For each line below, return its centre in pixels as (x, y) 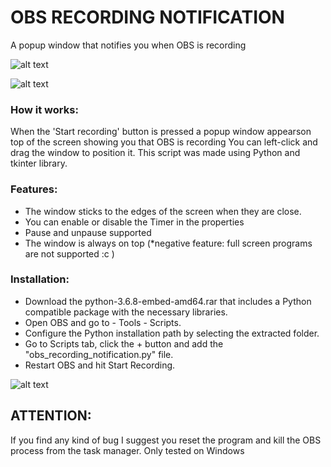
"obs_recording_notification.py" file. (99, 354)
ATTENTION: (51, 416)
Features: (34, 189)
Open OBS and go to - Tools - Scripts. (103, 322)
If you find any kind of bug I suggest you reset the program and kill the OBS (166, 440)
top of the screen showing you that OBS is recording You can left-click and (164, 142)
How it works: (44, 109)
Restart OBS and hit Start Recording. (100, 365)
